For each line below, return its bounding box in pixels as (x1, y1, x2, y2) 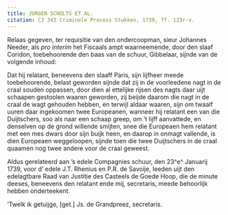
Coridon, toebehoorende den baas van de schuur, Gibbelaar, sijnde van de (7, 50, 218, 59)
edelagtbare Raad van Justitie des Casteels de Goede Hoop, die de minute (7, 172, 218, 180)
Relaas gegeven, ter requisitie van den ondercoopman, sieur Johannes (7, 35, 207, 43)
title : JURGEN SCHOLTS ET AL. (7, 10, 94, 17)
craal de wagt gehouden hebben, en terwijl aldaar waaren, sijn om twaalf (7, 100, 213, 108)
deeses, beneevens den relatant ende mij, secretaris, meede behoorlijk (7, 179, 208, 187)
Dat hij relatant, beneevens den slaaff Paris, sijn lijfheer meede (7, 70, 184, 79)
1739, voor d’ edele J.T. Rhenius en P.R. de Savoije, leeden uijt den (7, 165, 195, 173)
